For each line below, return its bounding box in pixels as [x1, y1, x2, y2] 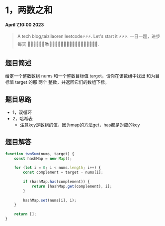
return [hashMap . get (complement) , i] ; [31, 184, 112, 189]
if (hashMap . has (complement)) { [23, 179, 90, 185]
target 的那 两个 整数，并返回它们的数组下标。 [14, 79, 109, 85]
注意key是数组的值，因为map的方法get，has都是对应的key [19, 122, 140, 128]
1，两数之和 [5, 4, 53, 16]
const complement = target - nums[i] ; [23, 170, 103, 175]
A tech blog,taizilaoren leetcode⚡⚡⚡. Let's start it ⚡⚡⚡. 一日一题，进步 [17, 33, 161, 39]
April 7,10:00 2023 [5, 21, 44, 27]
